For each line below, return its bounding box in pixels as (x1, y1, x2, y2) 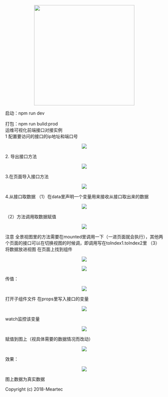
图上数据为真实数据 (5, 376, 45, 382)
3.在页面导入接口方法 (5, 174, 49, 179)
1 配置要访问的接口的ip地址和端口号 (5, 134, 78, 139)
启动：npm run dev (5, 110, 45, 116)
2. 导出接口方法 (5, 154, 37, 159)
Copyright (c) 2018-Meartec (5, 386, 63, 392)
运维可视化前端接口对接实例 (5, 127, 63, 133)
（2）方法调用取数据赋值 (5, 214, 57, 219)
